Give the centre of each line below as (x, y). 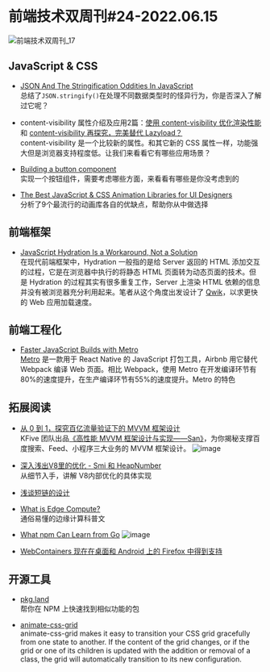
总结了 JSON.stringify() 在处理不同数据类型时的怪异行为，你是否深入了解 (141, 95)
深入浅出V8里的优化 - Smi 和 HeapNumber (91, 465)
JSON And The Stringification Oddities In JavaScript (106, 86)
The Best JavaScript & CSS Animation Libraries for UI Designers (126, 194)
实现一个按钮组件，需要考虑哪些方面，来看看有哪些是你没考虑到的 (129, 178)
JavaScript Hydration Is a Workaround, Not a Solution (109, 252)
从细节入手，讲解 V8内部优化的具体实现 (86, 476)
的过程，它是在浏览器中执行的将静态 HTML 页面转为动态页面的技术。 (135, 272)
